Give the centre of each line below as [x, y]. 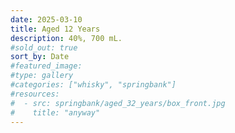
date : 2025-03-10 [46, 19]
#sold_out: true [44, 47]
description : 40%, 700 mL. [66, 38]
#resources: [35, 94]
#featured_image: [46, 66]
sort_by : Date [40, 57]
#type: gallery [42, 76]
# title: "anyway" [55, 112]
